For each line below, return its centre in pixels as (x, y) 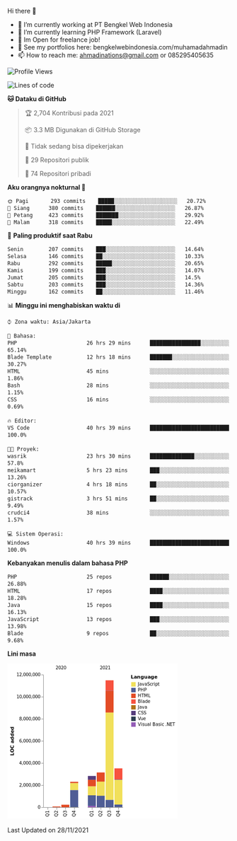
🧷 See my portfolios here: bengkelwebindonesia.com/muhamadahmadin (122, 47)
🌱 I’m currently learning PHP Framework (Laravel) (89, 32)
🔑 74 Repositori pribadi (58, 174)
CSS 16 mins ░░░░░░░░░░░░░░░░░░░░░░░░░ (118, 400)
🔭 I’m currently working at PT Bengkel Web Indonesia (95, 24)
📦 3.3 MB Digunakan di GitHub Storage (82, 130)
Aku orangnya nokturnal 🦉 (47, 187)
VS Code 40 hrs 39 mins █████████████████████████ (118, 428)
